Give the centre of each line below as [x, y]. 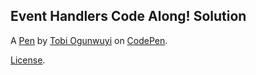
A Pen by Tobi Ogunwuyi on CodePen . [89, 40]
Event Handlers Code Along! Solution [128, 16]
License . [28, 60]
